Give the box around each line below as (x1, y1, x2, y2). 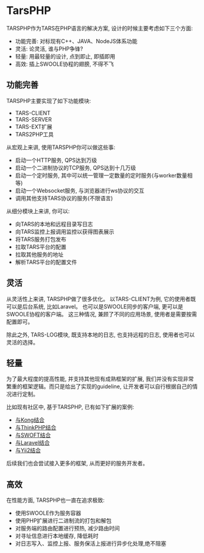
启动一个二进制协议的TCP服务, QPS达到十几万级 (15, 164, 136, 171)
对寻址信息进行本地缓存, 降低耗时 (15, 532, 99, 540)
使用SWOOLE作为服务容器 (15, 509, 82, 517)
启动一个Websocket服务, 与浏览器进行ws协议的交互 (15, 187, 145, 194)
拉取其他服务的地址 (15, 251, 64, 258)
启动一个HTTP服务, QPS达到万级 (15, 156, 97, 164)
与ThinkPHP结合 (15, 424, 57, 431)
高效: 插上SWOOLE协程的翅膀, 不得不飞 (15, 60, 114, 68)
